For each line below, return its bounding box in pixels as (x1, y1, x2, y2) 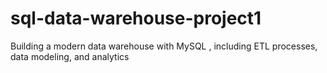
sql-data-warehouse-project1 (10, 7, 262, 30)
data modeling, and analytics (10, 50, 130, 62)
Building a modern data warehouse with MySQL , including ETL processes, (10, 40, 318, 52)
